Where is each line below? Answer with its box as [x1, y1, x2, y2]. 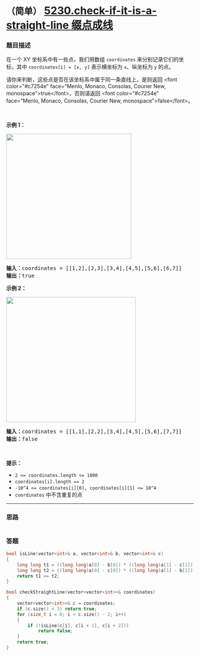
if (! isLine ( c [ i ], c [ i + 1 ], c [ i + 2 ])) [27, 623, 129, 629]
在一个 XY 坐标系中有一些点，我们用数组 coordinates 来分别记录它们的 [6, 56, 179, 63]
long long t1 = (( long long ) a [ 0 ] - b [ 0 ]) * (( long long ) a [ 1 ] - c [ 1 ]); [17, 562, 196, 568]
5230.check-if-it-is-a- [43, 4, 157, 18]
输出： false [6, 436, 38, 443]
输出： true [6, 273, 35, 279]
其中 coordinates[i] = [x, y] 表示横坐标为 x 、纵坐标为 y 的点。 [16, 63, 174, 70]
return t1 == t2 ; [17, 573, 60, 579]
